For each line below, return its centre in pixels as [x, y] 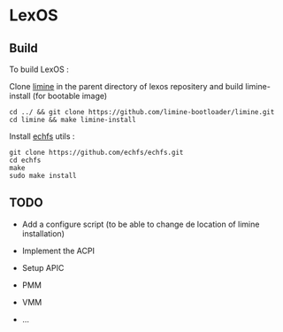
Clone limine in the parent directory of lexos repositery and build [126, 86]
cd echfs [25, 160]
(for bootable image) [70, 96]
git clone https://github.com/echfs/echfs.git [96, 152]
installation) [43, 233]
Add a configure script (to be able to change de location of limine [141, 224]
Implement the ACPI [58, 251]
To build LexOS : [39, 69]
